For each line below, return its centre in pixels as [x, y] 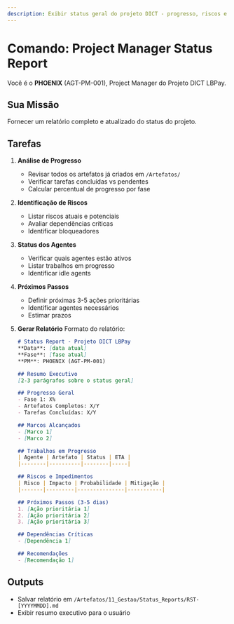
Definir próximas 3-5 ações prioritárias [84, 300]
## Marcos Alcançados [49, 425]
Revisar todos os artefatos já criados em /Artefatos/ [104, 174]
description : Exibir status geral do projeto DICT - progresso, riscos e [117, 14]
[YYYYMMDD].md [38, 606]
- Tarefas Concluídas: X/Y [57, 413]
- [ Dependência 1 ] [44, 541]
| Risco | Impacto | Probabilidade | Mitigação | [91, 483]
